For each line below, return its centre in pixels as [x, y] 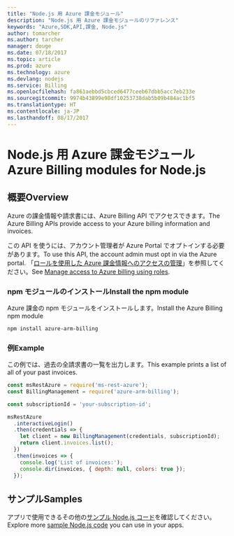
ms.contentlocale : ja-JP [43, 111]
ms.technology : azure [39, 72]
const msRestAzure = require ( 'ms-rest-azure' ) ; [78, 386]
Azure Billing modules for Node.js [107, 170]
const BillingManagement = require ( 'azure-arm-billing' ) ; [93, 392]
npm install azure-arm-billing [53, 329]
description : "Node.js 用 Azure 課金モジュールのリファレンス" [93, 20]
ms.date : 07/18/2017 [37, 53]
